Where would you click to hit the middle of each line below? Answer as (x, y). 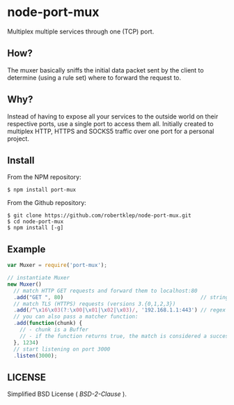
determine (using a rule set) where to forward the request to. (94, 77)
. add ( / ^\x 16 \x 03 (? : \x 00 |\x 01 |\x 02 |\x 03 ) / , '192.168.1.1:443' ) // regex (120, 310)
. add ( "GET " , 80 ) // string (121, 297)
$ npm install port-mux (42, 190)
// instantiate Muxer (39, 278)
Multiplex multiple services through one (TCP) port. (81, 31)
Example (26, 249)
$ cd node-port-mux (36, 222)
